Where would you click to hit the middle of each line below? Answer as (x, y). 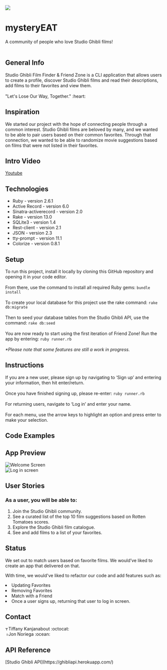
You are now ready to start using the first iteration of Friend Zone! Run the (81, 333)
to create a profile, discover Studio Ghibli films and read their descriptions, (82, 80)
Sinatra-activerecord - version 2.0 (47, 212)
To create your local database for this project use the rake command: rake (81, 302)
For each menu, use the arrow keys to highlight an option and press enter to (83, 414)
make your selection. (27, 420)
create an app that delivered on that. (42, 566)
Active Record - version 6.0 (40, 206)
